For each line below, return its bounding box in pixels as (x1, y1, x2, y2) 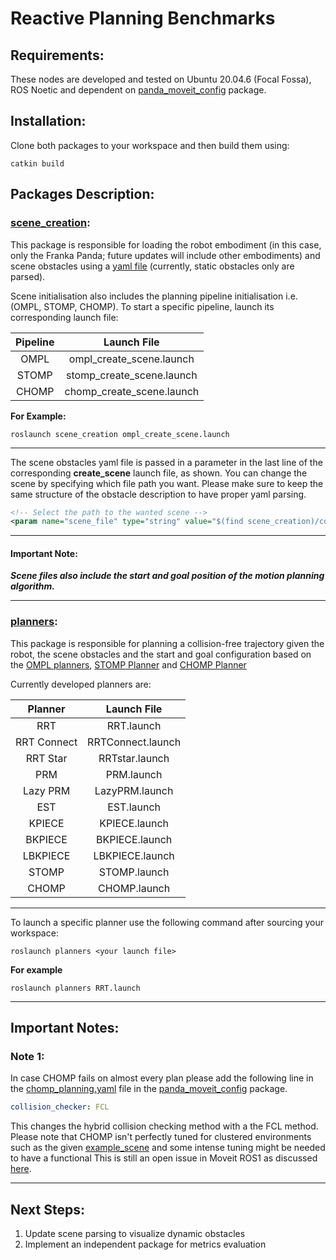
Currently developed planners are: (10, 678, 152, 690)
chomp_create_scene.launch (64, 384, 200, 398)
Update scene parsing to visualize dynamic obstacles (24, 1228, 246, 1240)
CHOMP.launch (98, 881, 171, 895)
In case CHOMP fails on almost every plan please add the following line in (10, 1072, 314, 1084)
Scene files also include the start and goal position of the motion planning (10, 570, 325, 582)
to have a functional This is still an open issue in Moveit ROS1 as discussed (10, 1152, 318, 1164)
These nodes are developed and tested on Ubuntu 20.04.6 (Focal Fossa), (10, 73, 312, 85)
